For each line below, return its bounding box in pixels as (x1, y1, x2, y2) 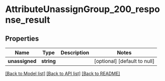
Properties (5, 34, 39, 43)
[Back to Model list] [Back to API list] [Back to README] (5, 70, 120, 76)
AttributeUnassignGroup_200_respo (5, 4, 160, 15)
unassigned (8, 58, 37, 64)
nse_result (5, 14, 50, 26)
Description (60, 49, 89, 56)
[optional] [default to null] (94, 58, 154, 64)
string (41, 58, 56, 64)
